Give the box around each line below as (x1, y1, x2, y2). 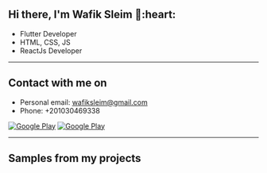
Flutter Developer (19, 29, 77, 38)
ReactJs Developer (19, 45, 83, 56)
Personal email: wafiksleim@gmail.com (19, 97, 149, 107)
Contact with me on (8, 76, 107, 90)
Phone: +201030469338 (19, 106, 101, 115)
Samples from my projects (8, 152, 141, 165)
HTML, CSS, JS (19, 37, 71, 47)
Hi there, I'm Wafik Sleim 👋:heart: (8, 8, 176, 21)
